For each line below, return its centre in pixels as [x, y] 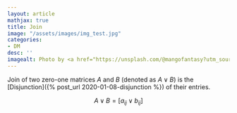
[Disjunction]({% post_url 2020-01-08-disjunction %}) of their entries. [109, 87]
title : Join [25, 27]
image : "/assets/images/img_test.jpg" [64, 33]
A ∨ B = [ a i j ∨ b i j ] [119, 101]
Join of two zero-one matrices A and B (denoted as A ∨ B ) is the [101, 79]
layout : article [31, 14]
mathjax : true [28, 20]
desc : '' [20, 53]
